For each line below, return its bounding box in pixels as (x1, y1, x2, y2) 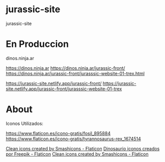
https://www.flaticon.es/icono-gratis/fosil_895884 (6, 130, 111, 136)
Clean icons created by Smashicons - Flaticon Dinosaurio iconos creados (6, 145, 160, 151)
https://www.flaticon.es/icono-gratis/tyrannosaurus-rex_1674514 (6, 136, 142, 142)
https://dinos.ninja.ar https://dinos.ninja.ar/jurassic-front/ (6, 65, 125, 71)
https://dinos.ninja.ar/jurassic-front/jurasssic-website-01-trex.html (6, 70, 145, 76)
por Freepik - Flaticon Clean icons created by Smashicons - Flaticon (6, 151, 149, 157)
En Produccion (6, 38, 69, 50)
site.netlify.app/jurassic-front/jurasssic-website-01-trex (6, 86, 122, 92)
